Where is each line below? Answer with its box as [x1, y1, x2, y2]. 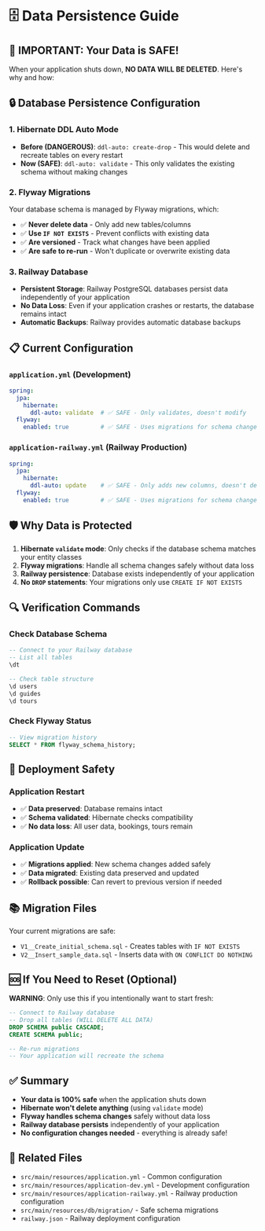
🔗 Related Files [9, 1151, 83, 1164]
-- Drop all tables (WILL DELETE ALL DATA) [9, 1016, 154, 1023]
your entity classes [20, 552, 82, 561]
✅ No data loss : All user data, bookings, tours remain [20, 821, 193, 831]
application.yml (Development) [9, 369, 131, 380]
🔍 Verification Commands [9, 601, 141, 614]
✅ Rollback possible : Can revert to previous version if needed [20, 877, 223, 887]
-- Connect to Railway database [9, 1009, 115, 1017]
